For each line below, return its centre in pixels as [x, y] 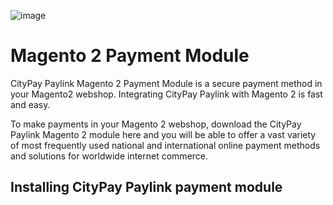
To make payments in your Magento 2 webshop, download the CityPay [156, 124]
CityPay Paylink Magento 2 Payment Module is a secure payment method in [166, 83]
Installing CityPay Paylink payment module [146, 187]
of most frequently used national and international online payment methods [165, 145]
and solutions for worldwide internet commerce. [109, 156]
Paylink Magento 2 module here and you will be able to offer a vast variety [163, 134]
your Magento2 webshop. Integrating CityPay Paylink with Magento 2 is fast [166, 94]
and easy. [30, 104]
